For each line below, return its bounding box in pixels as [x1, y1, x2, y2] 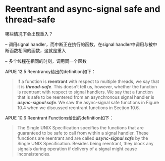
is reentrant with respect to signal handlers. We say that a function [17, 89, 153, 95]
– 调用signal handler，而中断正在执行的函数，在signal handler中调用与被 [5, 41, 153, 47]
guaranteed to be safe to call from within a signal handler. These [17, 130, 149, 136]
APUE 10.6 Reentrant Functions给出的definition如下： [5, 115, 114, 121]
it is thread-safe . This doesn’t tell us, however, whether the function [17, 83, 157, 89]
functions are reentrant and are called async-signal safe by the [17, 135, 148, 141]
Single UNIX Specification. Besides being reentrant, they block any [17, 140, 154, 146]
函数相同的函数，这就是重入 [9, 47, 66, 53]
